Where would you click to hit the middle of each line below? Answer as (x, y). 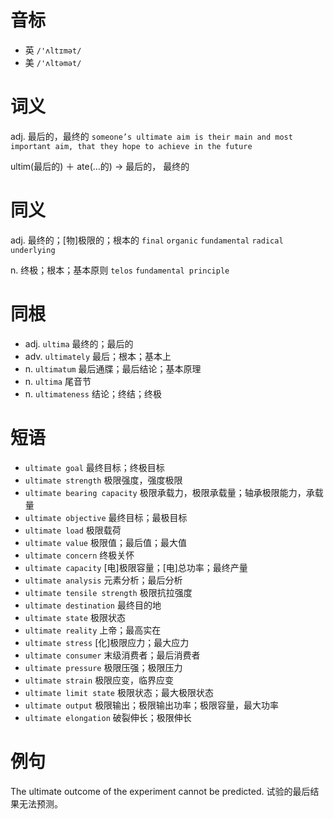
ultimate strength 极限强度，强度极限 (103, 480)
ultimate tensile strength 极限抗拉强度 (108, 592)
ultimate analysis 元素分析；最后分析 (103, 580)
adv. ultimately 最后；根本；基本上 (98, 356)
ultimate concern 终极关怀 (79, 555)
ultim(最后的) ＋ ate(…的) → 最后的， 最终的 (100, 166)
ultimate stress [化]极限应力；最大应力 (107, 642)
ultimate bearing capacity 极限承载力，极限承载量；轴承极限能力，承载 (174, 492)
